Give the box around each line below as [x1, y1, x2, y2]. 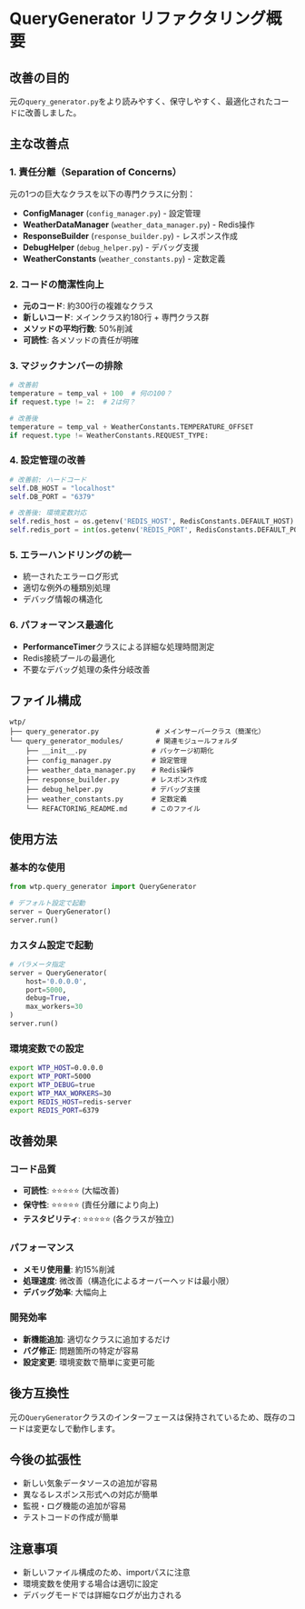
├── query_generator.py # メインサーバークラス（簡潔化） [9, 727, 266, 736]
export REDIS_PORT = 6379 [9, 1105, 100, 1114]
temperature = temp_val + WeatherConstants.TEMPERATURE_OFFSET [9, 422, 254, 432]
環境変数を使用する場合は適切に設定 [22, 1578, 159, 1589]
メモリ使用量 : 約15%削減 [22, 1264, 115, 1274]
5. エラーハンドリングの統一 [9, 549, 132, 561]
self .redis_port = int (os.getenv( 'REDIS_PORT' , [9, 525, 193, 535]
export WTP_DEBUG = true [9, 1081, 95, 1090]
